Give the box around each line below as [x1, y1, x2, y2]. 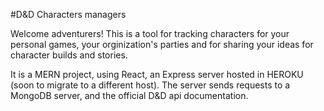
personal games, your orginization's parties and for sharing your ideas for [10, 39, 314, 50]
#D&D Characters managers [10, 9, 127, 20]
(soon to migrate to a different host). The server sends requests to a [10, 79, 291, 91]
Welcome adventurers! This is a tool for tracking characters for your [10, 28, 290, 39]
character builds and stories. [10, 49, 128, 61]
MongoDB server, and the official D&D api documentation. [10, 90, 249, 101]
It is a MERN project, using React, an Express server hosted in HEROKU [10, 69, 304, 80]
